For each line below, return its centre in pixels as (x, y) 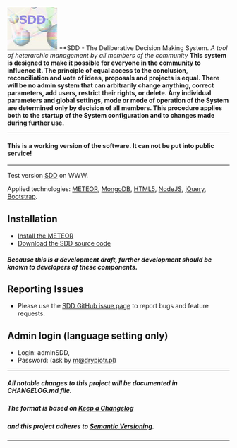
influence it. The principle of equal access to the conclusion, (98, 70)
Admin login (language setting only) (88, 335)
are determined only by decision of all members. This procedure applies (115, 108)
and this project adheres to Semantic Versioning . (81, 426)
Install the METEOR (45, 236)
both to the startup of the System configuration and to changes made (111, 115)
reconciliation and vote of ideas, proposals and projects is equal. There (114, 78)
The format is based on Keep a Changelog (71, 408)
